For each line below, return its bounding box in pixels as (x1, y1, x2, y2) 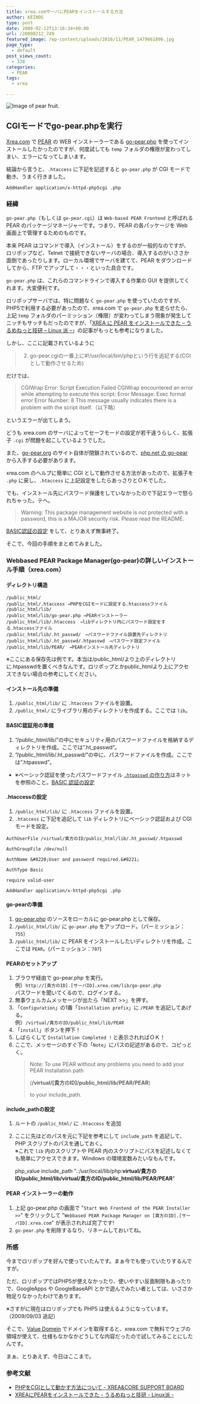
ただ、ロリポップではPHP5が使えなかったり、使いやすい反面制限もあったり (6, 1277, 192, 1284)
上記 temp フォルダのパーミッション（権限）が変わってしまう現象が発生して (6, 312, 192, 319)
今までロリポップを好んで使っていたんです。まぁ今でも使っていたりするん (6, 1257, 187, 1265)
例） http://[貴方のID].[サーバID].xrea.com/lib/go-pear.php (14, 982, 162, 989)
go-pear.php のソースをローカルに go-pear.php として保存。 (14, 916, 164, 923)
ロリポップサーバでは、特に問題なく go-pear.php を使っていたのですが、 (6, 297, 185, 304)
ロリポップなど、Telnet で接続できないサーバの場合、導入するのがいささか (6, 250, 189, 257)
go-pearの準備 (6, 901, 43, 908)
